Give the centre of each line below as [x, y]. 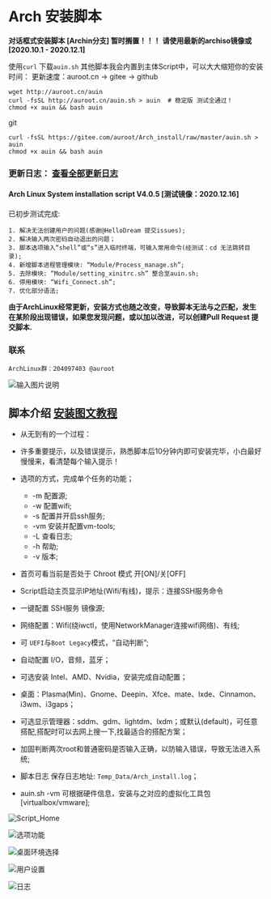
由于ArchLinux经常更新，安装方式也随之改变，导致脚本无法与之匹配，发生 [133, 307]
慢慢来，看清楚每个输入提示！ [70, 462]
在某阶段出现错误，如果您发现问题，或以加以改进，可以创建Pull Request [129, 317]
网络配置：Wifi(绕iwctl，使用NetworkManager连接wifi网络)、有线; [130, 625]
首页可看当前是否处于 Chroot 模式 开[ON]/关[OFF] [103, 574]
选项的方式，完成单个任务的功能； [77, 479]
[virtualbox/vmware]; [55, 803]
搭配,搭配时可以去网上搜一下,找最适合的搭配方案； [104, 732]
